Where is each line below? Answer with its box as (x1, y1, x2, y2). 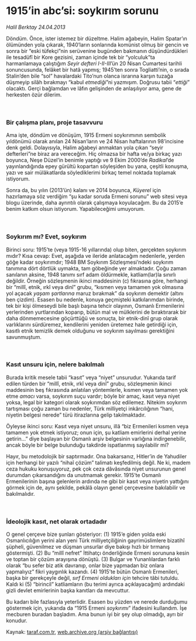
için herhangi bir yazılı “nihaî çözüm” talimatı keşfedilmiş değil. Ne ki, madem (6, 459, 191, 466)
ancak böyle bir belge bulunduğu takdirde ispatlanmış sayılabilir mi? (6, 441, 169, 448)
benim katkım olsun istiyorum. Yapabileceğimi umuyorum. (6, 206, 145, 213)
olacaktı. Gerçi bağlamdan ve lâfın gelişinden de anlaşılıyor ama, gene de (6, 85, 182, 92)
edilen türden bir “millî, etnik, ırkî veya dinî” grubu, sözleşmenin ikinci (6, 380, 172, 387)
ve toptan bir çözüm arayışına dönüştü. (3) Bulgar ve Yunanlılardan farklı (6, 556, 180, 563)
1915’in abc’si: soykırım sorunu (6, 4, 159, 18)
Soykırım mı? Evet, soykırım (6, 233, 87, 241)
